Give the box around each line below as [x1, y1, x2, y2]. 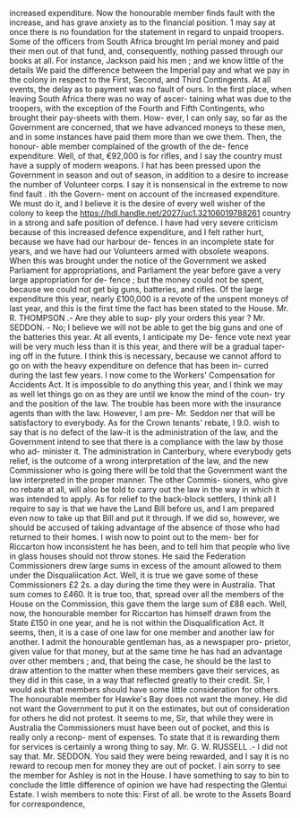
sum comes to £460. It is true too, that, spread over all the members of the [9, 589, 285, 599]
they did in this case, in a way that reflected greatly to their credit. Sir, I [9, 674, 270, 685]
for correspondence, [9, 798, 86, 809]
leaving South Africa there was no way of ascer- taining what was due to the [9, 93, 292, 104]
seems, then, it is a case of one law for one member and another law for [9, 627, 275, 638]
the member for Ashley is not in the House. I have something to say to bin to [9, 770, 289, 780]
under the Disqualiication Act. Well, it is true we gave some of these [9, 570, 259, 580]
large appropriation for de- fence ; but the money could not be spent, [9, 274, 264, 285]
